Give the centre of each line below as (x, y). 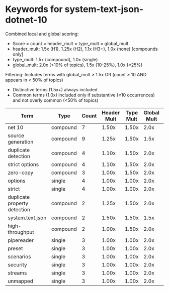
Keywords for (34, 9)
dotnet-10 (26, 20)
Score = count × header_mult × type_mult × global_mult (70, 43)
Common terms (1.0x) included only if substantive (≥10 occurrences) (83, 95)
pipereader (21, 240)
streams (17, 273)
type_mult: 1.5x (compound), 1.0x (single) (55, 59)
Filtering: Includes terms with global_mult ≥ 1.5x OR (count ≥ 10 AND (76, 74)
